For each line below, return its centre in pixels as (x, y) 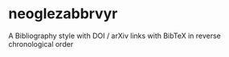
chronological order (41, 44)
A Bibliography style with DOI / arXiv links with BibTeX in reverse (115, 36)
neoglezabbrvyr (63, 14)
